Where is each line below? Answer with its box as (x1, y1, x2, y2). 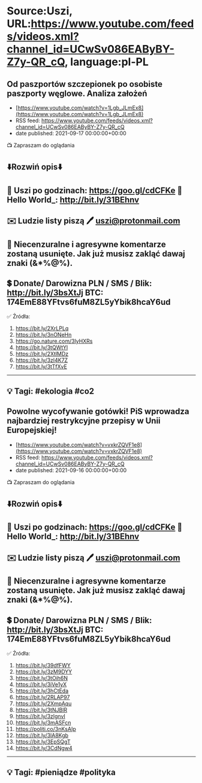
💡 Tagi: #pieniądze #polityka (7, 767, 116, 778)
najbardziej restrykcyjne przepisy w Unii (7, 416, 161, 426)
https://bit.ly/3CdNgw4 (15, 744, 73, 751)
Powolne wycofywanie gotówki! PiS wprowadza (7, 406, 189, 417)
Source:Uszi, (7, 4, 73, 18)
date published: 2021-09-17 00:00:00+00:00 (15, 130, 126, 137)
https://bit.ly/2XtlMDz (15, 350, 69, 358)
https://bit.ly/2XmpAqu (15, 700, 72, 707)
